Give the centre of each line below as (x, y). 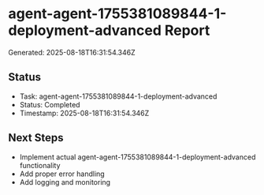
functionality (40, 165)
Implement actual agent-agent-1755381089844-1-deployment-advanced (138, 157)
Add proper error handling (62, 174)
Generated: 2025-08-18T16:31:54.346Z (72, 52)
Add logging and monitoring (65, 182)
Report (187, 30)
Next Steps (36, 138)
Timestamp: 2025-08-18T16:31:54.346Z (84, 113)
